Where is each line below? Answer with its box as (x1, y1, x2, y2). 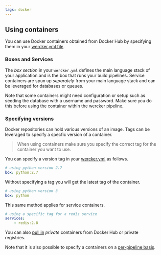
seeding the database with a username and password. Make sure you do (5, 97, 152, 103)
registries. (5, 235, 25, 241)
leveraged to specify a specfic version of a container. (5, 131, 113, 138)
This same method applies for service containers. (5, 202, 105, 208)
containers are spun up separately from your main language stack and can (5, 77, 156, 84)
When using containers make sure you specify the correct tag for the (17, 141, 157, 147)
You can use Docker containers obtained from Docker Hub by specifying (5, 38, 152, 44)
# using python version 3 (5, 188, 58, 193)
